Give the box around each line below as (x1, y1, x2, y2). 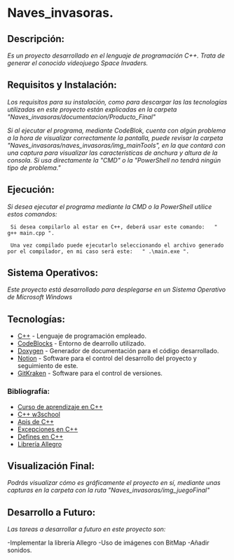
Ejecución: (7, 184, 55, 196)
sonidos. (7, 546, 32, 554)
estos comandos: (7, 210, 57, 218)
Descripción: (7, 33, 65, 45)
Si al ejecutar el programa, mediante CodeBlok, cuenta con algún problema (7, 126, 226, 135)
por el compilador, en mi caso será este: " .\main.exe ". (7, 247, 190, 255)
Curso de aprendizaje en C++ (17, 402, 104, 411)
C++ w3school (17, 410, 61, 418)
